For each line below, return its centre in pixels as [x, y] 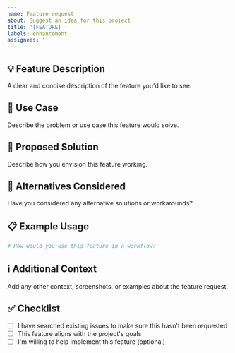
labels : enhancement [38, 34]
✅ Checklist [34, 309]
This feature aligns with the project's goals [79, 333]
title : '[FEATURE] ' [38, 27]
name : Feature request [41, 14]
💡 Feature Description [56, 69]
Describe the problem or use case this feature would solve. [93, 125]
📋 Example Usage [48, 226]
